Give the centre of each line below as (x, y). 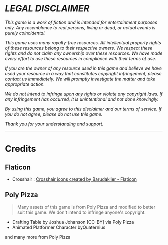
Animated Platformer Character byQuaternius (59, 227)
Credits (21, 149)
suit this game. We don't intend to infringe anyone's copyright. (81, 212)
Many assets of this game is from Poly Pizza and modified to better (86, 207)
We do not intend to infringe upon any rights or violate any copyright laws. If (84, 94)
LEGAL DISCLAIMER (47, 9)
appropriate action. (25, 84)
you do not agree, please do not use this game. (54, 114)
